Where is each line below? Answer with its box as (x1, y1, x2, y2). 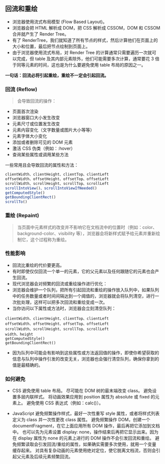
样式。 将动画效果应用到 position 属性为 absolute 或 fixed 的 (33, 394, 155, 400)
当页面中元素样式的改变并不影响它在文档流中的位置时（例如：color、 (17, 224, 158, 230)
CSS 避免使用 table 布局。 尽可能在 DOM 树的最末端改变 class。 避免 (12, 388, 153, 393)
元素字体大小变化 (12, 133, 47, 139)
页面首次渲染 (12, 108, 38, 114)
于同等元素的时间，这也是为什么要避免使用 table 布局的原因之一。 (12, 62, 146, 68)
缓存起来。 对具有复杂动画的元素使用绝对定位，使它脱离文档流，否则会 (12, 448, 156, 454)
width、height (5, 332, 33, 337)
